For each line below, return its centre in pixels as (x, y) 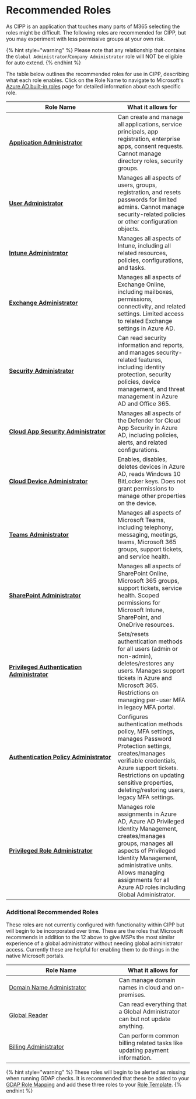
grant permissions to (146, 488)
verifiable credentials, (147, 760)
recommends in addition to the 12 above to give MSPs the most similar (90, 937)
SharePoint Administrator (45, 595)
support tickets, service (150, 588)
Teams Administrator (39, 534)
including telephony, (146, 527)
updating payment (144, 1050)
